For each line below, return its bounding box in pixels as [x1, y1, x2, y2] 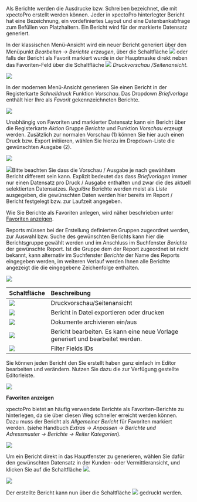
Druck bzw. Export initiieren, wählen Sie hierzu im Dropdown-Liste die [6, 137, 175, 144]
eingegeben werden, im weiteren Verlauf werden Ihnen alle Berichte [6, 258, 171, 264]
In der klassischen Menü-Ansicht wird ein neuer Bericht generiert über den [6, 41, 186, 48]
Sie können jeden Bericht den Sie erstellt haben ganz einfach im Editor [6, 359, 176, 366]
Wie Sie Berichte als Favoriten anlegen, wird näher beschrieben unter [6, 209, 174, 216]
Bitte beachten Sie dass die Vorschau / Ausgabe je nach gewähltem [12, 167, 176, 174]
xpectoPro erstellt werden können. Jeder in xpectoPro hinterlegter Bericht [6, 11, 185, 18]
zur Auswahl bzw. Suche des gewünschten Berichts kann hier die [6, 233, 164, 240]
